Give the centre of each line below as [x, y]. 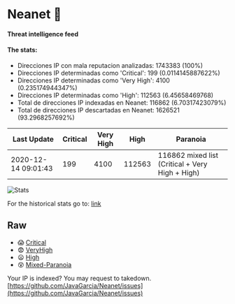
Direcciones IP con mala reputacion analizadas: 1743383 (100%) [110, 65]
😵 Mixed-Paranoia [44, 264]
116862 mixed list [188, 155]
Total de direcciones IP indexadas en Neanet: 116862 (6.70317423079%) [122, 102]
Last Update [34, 139]
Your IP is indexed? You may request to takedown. [79, 278]
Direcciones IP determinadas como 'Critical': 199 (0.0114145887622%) [119, 73]
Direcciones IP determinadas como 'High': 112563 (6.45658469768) [115, 95]
